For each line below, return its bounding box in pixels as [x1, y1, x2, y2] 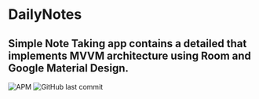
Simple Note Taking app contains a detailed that [8, 37, 247, 50]
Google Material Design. [8, 61, 129, 75]
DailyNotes [8, 5, 82, 24]
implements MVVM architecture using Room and [8, 49, 251, 62]
